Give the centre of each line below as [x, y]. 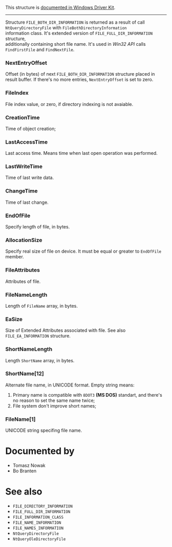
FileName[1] [20, 419]
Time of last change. [27, 202]
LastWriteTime [24, 167]
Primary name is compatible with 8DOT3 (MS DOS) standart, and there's [87, 395]
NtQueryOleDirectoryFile [39, 539]
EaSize [14, 319]
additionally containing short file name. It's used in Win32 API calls [76, 44]
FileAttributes [23, 270]
